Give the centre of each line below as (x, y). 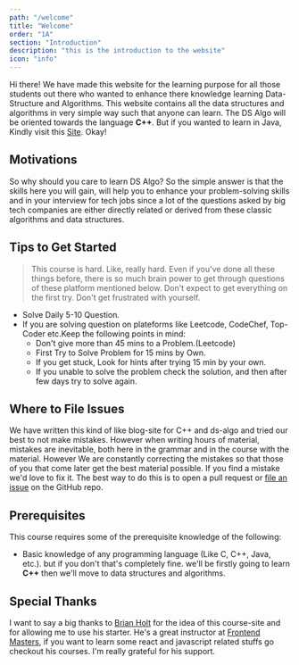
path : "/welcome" (42, 17)
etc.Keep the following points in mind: (116, 333)
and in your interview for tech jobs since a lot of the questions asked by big (147, 200)
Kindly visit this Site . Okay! (58, 132)
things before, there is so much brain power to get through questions (158, 278)
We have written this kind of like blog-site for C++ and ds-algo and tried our (149, 430)
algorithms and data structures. (67, 219)
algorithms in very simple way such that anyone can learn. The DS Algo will (148, 113)
